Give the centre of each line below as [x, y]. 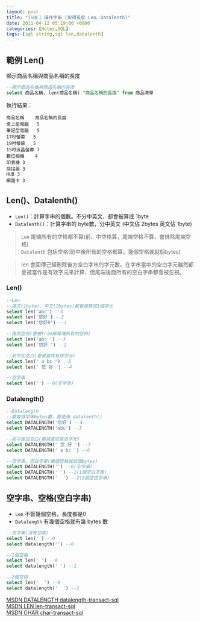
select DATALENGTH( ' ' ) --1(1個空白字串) [57, 473]
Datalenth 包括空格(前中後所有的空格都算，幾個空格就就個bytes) [101, 251]
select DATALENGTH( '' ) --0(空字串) [49, 467]
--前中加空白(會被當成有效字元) [41, 356]
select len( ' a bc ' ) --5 [39, 361]
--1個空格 [17, 555]
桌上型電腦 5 [23, 124]
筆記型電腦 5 [23, 130]
